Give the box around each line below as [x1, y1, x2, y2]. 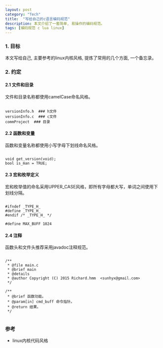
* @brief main [7, 267, 37, 272]
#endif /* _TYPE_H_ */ [5, 213, 52, 217]
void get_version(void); [5, 156, 56, 161]
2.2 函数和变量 [5, 130, 35, 136]
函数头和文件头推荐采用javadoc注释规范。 [5, 244, 90, 250]
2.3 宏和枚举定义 [5, 172, 40, 178]
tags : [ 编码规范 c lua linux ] [5, 26, 64, 31]
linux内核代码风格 [12, 338, 48, 344]
